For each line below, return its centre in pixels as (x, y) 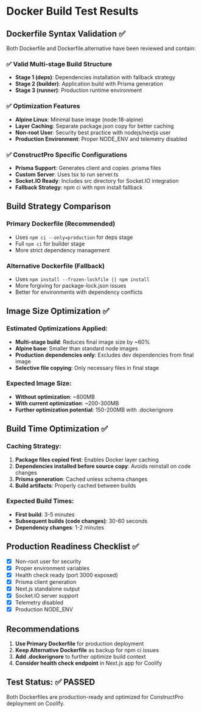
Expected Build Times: (40, 501)
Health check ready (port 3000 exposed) (67, 575)
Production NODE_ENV (44, 609)
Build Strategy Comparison (59, 206)
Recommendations (43, 629)
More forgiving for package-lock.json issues (71, 285)
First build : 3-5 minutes (45, 514)
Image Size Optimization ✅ (58, 311)
